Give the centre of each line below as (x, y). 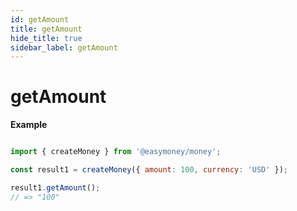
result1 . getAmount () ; (55, 187)
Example (29, 125)
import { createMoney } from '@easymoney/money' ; (116, 152)
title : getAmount (46, 29)
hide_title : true (46, 38)
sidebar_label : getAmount (64, 47)
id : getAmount (40, 19)
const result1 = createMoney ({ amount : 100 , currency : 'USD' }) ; (149, 170)
